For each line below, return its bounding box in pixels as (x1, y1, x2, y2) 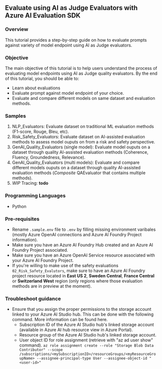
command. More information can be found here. (12, 317, 108, 322)
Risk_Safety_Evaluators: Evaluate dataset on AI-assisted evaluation (12, 134, 145, 140)
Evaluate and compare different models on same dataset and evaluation (12, 95, 156, 101)
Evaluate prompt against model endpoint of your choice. (12, 90, 124, 96)
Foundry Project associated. (12, 247, 69, 253)
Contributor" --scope (19, 348, 63, 353)
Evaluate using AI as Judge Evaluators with (5, 4, 138, 12)
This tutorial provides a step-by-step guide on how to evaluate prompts (5, 37, 147, 43)
